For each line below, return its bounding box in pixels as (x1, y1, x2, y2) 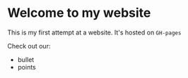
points (17, 63, 37, 71)
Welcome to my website (7, 5, 151, 21)
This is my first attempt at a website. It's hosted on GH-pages (7, 28, 182, 37)
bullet (17, 55, 35, 64)
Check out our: (7, 41, 51, 50)
